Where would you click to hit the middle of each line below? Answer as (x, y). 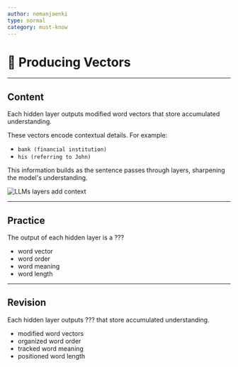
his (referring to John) (54, 157)
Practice (26, 220)
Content (26, 97)
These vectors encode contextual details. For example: (87, 135)
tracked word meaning (50, 349)
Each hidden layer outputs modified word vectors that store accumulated (114, 114)
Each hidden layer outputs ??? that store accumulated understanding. (109, 320)
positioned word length (51, 356)
